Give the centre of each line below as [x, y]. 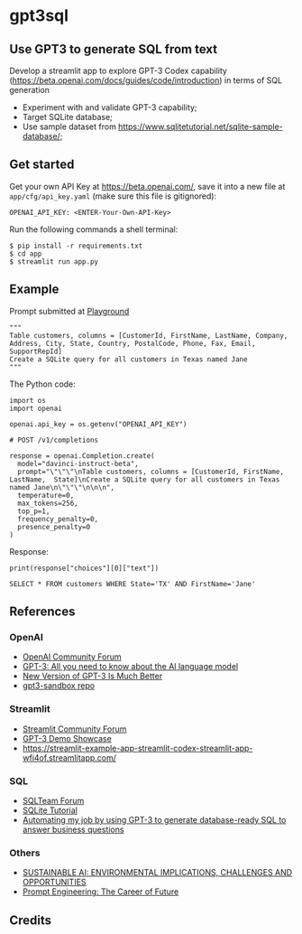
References [42, 612]
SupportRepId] [36, 351]
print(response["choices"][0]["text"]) [84, 568]
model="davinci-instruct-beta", [78, 463]
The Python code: [43, 384]
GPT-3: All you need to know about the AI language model [130, 667]
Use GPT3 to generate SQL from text [114, 49]
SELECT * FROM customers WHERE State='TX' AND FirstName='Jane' [133, 584]
